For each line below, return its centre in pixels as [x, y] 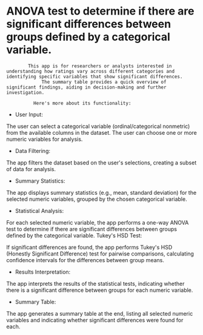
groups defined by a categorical [88, 37]
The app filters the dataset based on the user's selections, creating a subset [101, 163]
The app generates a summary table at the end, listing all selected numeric [100, 313]
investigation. [25, 92]
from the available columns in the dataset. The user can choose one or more [101, 132]
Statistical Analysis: [39, 211]
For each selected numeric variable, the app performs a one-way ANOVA [98, 222]
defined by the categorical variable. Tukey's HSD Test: [74, 235]
